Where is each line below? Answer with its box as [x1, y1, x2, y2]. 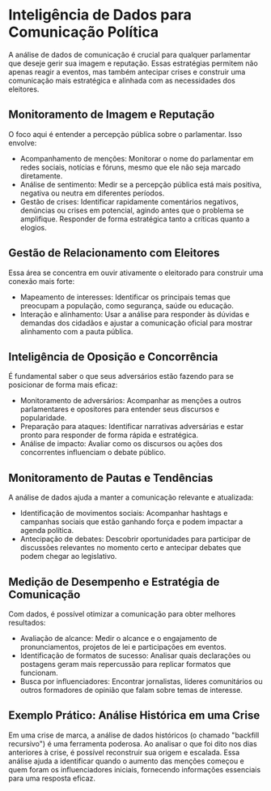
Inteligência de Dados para [8, 6, 192, 24]
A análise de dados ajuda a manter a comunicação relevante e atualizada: [8, 492, 254, 502]
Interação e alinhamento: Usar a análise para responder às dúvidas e [19, 309, 250, 319]
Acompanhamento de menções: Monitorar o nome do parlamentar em [19, 153, 254, 163]
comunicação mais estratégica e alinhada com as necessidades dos [8, 75, 236, 85]
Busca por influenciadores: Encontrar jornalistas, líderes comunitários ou [19, 677, 263, 686]
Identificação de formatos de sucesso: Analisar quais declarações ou [19, 651, 251, 660]
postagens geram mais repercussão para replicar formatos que [19, 660, 231, 668]
